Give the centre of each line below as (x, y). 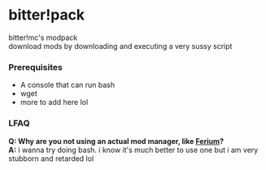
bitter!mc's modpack (43, 37)
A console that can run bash (68, 85)
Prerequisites (35, 67)
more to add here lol (54, 102)
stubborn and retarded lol (51, 158)
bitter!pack (47, 15)
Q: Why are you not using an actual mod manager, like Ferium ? (116, 141)
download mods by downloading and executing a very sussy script (120, 46)
